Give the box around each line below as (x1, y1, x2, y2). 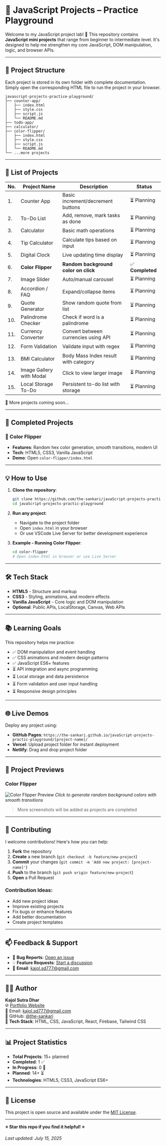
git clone (12, 497, 33, 502)
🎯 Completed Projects (5, 418, 74, 427)
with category (62, 358, 95, 365)
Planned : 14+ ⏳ (12, 1070, 44, 1076)
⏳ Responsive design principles (12, 688, 77, 694)
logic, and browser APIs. (5, 47, 55, 53)
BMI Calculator (20, 355, 55, 362)
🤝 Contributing (5, 825, 51, 834)
